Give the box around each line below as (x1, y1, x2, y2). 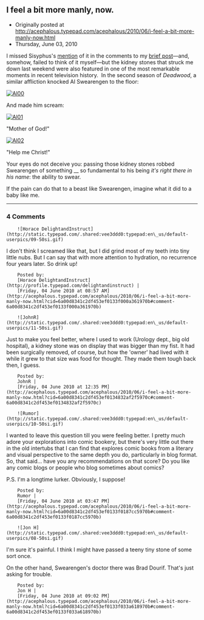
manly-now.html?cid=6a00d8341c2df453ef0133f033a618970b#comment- (6, 604, 175, 610)
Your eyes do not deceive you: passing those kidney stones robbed (6, 160, 175, 168)
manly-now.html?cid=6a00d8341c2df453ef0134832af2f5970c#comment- (6, 395, 175, 401)
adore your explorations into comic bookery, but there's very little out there (6, 438, 194, 446)
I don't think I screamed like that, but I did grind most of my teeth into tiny (6, 247, 190, 254)
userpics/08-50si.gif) (6, 536, 64, 542)
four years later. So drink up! (6, 261, 78, 268)
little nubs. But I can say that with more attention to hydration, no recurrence (6, 254, 197, 261)
